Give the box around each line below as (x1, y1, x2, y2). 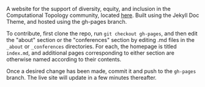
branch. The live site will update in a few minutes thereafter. (6, 74, 157, 81)
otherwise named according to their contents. (6, 56, 122, 63)
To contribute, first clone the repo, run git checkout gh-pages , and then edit (6, 30, 198, 37)
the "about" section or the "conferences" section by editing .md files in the (6, 37, 195, 43)
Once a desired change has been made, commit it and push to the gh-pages (6, 68, 196, 75)
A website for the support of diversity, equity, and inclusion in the (6, 5, 171, 12)
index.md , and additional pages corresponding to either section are (6, 49, 174, 57)
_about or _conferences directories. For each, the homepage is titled (6, 43, 177, 50)
